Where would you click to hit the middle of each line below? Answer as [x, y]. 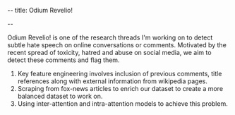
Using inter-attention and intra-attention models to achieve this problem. [122, 104]
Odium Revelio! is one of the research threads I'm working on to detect [110, 37]
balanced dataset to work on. [60, 96]
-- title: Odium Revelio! [40, 10]
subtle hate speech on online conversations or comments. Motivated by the [117, 45]
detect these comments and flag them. [64, 60]
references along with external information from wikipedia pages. [113, 81]
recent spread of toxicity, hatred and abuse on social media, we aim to [109, 53]
